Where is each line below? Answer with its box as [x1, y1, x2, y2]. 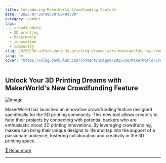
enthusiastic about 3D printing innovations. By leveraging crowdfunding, [5, 122, 152, 128]
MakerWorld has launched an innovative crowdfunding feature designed [5, 107, 152, 113]
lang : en [5, 53, 23, 58]
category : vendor [5, 16, 41, 21]
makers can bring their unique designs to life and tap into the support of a [5, 127, 155, 133]
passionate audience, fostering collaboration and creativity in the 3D [5, 133, 144, 139]
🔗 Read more [5, 148, 32, 154]
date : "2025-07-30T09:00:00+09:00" [5, 12, 79, 17]
